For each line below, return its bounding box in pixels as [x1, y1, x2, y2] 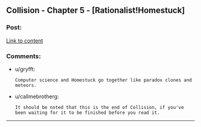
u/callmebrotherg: [14, 93, 59, 100]
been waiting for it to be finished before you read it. [14, 110, 160, 116]
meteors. [14, 82, 37, 88]
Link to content [6, 37, 44, 44]
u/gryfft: [14, 65, 35, 72]
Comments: [6, 52, 41, 60]
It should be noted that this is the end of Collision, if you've [14, 104, 184, 110]
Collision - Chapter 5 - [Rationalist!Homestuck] [6, 5, 185, 16]
